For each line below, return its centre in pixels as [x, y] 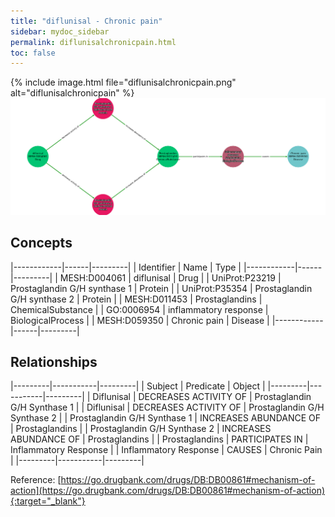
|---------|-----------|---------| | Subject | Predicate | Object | [138, 386]
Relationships [54, 361]
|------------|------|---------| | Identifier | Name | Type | [126, 267]
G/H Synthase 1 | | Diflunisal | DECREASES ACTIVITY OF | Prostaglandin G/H [167, 407]
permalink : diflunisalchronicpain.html [93, 42]
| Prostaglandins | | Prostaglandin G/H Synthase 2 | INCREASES [141, 429]
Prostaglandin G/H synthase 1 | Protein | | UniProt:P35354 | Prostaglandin [161, 288]
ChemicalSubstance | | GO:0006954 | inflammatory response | [139, 309]
